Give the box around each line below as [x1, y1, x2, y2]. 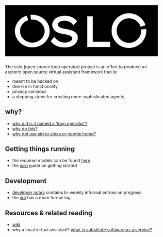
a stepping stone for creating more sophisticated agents [12, 93, 125, 99]
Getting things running [5, 145, 75, 153]
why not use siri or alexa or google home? [12, 131, 96, 136]
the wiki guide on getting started [12, 163, 77, 169]
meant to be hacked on [12, 78, 59, 84]
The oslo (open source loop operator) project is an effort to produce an [5, 63, 147, 70]
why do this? [12, 126, 38, 132]
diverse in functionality [12, 83, 58, 89]
